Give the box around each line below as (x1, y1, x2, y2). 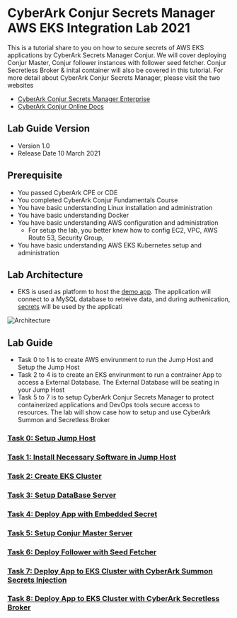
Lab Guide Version (7, 122, 91, 135)
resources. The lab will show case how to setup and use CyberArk (17, 408, 211, 416)
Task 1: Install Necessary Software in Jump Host (7, 453, 177, 462)
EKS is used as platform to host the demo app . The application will (17, 288, 211, 296)
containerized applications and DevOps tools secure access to (17, 401, 200, 409)
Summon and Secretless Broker (17, 416, 110, 424)
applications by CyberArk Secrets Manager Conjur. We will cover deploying (7, 51, 226, 59)
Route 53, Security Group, (28, 233, 104, 242)
